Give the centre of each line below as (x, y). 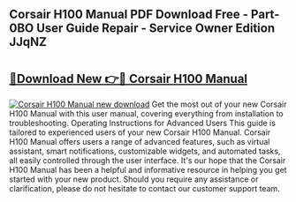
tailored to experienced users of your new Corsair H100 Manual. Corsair (140, 132)
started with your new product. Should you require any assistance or (134, 179)
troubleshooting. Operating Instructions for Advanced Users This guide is (143, 123)
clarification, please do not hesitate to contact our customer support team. (144, 188)
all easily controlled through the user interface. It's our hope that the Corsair (148, 161)
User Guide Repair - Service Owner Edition (156, 29)
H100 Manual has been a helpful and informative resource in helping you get (148, 170)
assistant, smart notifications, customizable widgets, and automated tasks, (145, 151)
